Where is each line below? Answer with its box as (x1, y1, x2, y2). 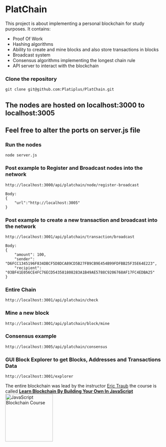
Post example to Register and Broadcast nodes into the (5, 164, 143, 171)
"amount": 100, (14, 252, 47, 257)
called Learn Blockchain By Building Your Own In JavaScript (5, 388, 133, 395)
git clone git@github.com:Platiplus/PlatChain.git (5, 87, 114, 92)
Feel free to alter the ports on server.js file (5, 126, 141, 135)
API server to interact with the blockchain (12, 63, 99, 69)
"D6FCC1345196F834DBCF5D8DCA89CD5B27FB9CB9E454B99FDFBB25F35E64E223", (5, 261, 157, 266)
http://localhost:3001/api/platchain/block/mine (5, 321, 110, 326)
